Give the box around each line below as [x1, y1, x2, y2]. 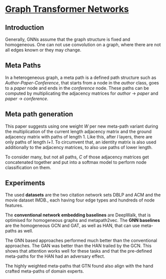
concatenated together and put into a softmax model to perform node [5, 159, 147, 165]
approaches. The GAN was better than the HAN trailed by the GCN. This [5, 243, 152, 249]
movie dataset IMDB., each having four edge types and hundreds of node [5, 197, 155, 203]
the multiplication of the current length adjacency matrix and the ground [5, 128, 152, 135]
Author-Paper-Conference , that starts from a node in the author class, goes [5, 79, 159, 85]
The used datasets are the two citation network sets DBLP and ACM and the [5, 192, 161, 198]
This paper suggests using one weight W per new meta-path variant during [5, 123, 159, 129]
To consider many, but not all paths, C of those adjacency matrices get [5, 154, 149, 160]
